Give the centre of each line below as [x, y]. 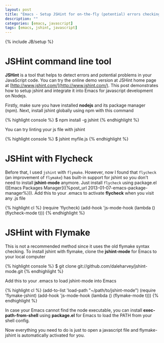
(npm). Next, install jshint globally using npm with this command [70, 111]
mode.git [14, 271]
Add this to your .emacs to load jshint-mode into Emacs [61, 281]
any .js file [15, 198]
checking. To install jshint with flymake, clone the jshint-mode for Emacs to [81, 251]
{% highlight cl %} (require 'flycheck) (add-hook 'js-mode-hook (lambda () [80, 208]
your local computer [25, 256]
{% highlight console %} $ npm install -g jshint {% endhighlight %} [72, 120]
